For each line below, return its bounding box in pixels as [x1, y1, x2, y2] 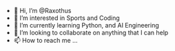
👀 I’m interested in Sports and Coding [13, 14, 121, 22]
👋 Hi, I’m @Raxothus [13, 7, 72, 14]
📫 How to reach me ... [13, 37, 78, 44]
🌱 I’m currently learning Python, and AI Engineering [13, 21, 160, 29]
